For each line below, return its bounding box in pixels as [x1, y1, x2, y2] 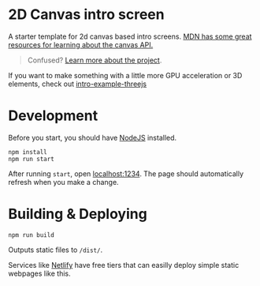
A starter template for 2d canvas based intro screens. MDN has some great [8, 32, 252, 41]
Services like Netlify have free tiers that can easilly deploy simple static [8, 260, 240, 269]
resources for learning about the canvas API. [8, 40, 154, 49]
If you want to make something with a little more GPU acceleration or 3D [8, 70, 243, 80]
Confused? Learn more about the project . [27, 55, 162, 65]
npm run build [8, 231, 55, 239]
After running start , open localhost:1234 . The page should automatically [8, 168, 244, 179]
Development [8, 107, 98, 125]
